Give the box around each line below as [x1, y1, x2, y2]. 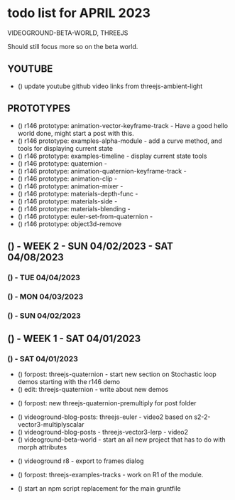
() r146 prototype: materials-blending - [17, 204, 131, 213]
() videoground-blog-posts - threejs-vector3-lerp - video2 [17, 428, 189, 437]
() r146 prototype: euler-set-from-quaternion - [17, 212, 153, 220]
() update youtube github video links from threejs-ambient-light [17, 82, 203, 90]
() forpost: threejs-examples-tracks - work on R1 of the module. [17, 471, 204, 479]
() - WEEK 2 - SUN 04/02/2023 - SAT [7, 240, 174, 252]
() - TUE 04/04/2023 [7, 272, 80, 282]
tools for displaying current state [17, 144, 114, 152]
